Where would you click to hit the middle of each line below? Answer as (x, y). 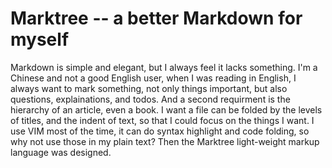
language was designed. (61, 152)
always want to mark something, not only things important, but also (149, 88)
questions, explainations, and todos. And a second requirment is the (150, 99)
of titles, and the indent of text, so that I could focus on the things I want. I (162, 120)
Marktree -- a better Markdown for (156, 18)
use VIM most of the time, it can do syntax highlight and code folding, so (160, 131)
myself (40, 39)
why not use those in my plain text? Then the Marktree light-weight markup (165, 141)
